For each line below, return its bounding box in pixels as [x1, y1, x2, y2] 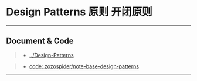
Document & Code [6, 36, 74, 46]
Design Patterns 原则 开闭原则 [6, 5, 152, 19]
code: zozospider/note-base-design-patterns [29, 62, 140, 70]
